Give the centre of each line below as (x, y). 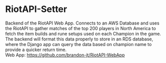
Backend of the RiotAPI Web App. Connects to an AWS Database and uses (82, 23)
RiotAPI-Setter (36, 9)
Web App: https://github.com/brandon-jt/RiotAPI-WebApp (65, 55)
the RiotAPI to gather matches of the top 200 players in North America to (80, 28)
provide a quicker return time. (36, 49)
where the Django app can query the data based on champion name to (78, 44)
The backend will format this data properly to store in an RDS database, (79, 39)
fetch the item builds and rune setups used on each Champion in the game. (83, 33)
